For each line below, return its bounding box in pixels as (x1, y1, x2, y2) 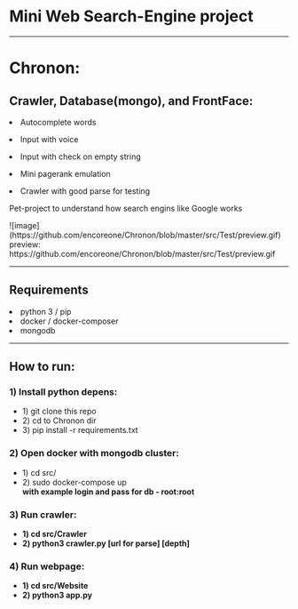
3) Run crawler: (9, 509, 77, 521)
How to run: (9, 359, 75, 374)
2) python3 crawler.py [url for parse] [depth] (21, 538, 191, 549)
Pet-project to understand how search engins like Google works (9, 203, 243, 213)
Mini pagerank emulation (20, 168, 111, 179)
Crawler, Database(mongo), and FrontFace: (9, 93, 254, 108)
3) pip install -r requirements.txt (21, 425, 139, 436)
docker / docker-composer (20, 316, 119, 326)
